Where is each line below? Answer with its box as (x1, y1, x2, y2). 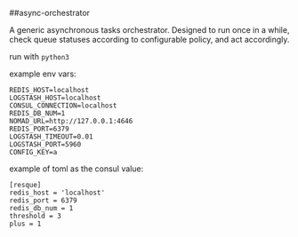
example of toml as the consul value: (9, 163, 144, 174)
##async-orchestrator (9, 8, 91, 18)
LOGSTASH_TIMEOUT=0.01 (9, 132, 93, 141)
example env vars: (9, 68, 77, 79)
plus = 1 (9, 219, 42, 228)
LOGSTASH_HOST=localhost (9, 93, 101, 102)
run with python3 (9, 51, 69, 61)
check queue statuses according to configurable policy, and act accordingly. (9, 35, 290, 44)
